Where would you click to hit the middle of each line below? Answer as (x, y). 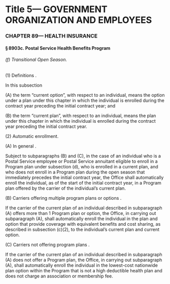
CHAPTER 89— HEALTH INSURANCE (52, 36)
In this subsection (24, 85)
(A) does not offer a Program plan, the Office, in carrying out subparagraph (84, 260)
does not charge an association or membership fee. (59, 276)
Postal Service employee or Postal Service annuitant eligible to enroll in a (82, 161)
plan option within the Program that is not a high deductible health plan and (84, 270)
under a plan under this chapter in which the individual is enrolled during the (85, 100)
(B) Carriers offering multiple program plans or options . (63, 198)
